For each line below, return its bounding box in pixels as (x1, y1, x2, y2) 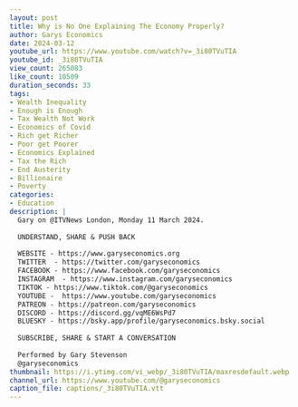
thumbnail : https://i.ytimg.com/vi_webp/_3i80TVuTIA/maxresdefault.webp (9, 367, 290, 376)
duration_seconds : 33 (9, 81, 91, 90)
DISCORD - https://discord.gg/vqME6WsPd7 (17, 308, 177, 317)
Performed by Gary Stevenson (17, 350, 128, 359)
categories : (9, 190, 54, 199)
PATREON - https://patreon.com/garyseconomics (17, 300, 197, 309)
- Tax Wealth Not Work (9, 114, 95, 123)
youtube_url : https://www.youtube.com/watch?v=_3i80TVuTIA (9, 47, 237, 56)
